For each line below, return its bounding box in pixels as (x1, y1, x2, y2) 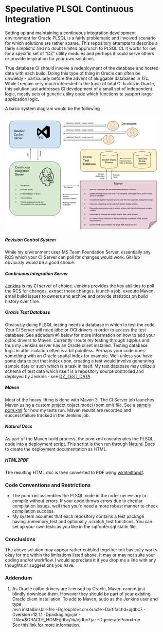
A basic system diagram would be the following (5, 106, 100, 111)
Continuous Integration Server (5, 271, 68, 276)
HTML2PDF (5, 457, 29, 463)
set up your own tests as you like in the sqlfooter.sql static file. (12, 524, 137, 530)
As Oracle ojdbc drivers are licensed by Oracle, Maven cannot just (12, 585, 145, 592)
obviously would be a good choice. (5, 259, 75, 265)
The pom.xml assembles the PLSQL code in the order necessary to (12, 493, 146, 499)
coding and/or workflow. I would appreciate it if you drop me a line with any (5, 557, 156, 563)
